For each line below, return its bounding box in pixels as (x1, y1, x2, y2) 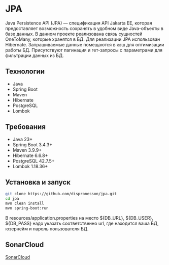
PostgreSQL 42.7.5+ (12, 157, 55, 164)
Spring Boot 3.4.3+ (12, 141, 52, 148)
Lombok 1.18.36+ (12, 163, 48, 169)
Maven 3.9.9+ (12, 147, 42, 153)
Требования (5, 123, 46, 131)
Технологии (5, 67, 45, 76)
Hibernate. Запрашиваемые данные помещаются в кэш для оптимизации (5, 41, 164, 47)
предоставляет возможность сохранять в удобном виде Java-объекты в (5, 25, 164, 31)
